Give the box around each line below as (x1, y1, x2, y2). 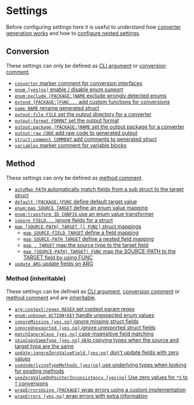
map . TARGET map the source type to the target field (23, 241, 149, 248)
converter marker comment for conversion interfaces (14, 79, 143, 86)
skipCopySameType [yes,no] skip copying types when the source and (14, 336, 179, 343)
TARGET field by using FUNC (23, 254, 93, 261)
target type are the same (14, 342, 74, 349)
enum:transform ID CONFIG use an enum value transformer (14, 210, 154, 217)
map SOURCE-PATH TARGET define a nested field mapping (23, 235, 154, 242)
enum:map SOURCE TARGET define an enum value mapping (14, 204, 148, 211)
